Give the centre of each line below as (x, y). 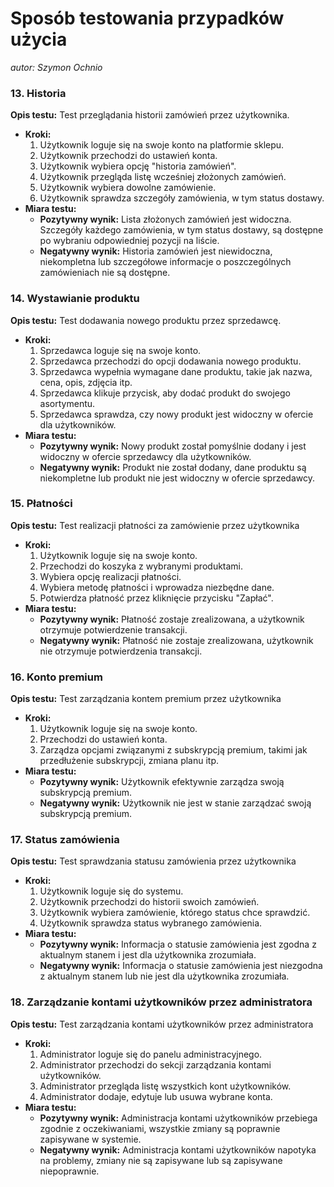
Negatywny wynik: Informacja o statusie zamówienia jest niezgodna (181, 966)
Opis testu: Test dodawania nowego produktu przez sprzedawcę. (146, 320)
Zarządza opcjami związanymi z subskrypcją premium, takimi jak (173, 750)
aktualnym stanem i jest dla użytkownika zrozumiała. (148, 955)
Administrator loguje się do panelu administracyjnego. (151, 1054)
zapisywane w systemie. (90, 1139)
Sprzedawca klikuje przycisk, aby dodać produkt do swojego (165, 393)
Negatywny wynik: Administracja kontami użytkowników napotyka (178, 1149)
